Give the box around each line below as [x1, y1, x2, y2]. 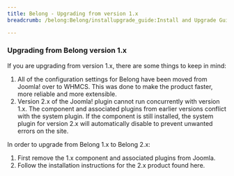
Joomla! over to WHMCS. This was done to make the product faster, [17, 82, 213, 90]
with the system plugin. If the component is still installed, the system [17, 112, 214, 120]
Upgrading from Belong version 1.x [7, 46, 127, 56]
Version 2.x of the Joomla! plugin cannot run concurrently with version [17, 97, 220, 105]
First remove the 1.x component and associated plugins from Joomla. [17, 154, 216, 162]
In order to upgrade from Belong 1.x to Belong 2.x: [7, 140, 151, 148]
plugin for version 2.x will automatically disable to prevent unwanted [17, 119, 213, 127]
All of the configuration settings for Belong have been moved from [17, 74, 208, 83]
